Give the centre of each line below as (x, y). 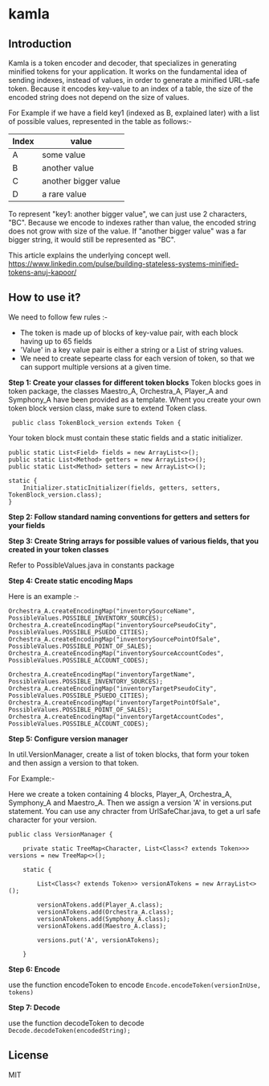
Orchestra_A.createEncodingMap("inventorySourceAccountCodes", (116, 653)
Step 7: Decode (34, 1007)
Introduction (40, 44)
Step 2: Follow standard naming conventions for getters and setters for (129, 517)
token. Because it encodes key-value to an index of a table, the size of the (131, 89)
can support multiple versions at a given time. (95, 366)
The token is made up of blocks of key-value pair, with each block (129, 332)
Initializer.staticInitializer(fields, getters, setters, (122, 488)
